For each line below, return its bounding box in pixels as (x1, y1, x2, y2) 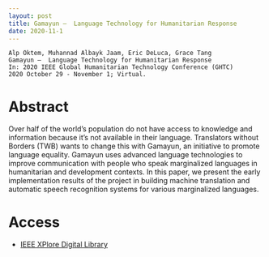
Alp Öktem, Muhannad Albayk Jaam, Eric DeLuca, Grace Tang (8, 49, 212, 58)
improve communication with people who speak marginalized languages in (8, 159, 258, 169)
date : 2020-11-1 (8, 27, 63, 35)
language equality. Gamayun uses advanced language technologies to (8, 150, 243, 160)
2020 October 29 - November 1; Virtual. (8, 71, 147, 79)
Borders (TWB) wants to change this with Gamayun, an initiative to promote (8, 141, 260, 151)
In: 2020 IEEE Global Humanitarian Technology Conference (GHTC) (8, 63, 233, 71)
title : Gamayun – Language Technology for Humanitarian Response (8, 19, 237, 28)
